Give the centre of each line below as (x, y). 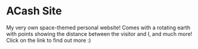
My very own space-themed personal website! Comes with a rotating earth (98, 27)
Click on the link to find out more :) (49, 40)
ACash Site (34, 11)
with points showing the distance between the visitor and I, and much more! (99, 33)
